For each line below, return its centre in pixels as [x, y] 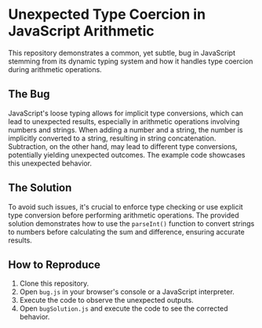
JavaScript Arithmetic [81, 31]
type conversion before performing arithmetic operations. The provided [124, 215]
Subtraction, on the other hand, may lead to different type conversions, [123, 146]
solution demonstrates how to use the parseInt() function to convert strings [131, 223]
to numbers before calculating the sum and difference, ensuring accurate [126, 231]
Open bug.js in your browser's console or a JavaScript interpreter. [127, 292]
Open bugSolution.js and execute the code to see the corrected [124, 308]
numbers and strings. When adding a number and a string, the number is [126, 129]
